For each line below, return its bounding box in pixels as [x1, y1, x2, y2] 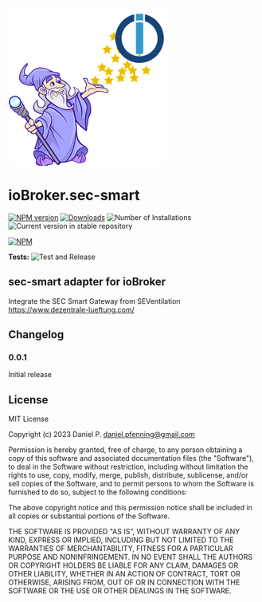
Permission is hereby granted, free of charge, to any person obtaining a [8, 445, 243, 454]
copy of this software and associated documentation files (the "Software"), [8, 454, 255, 463]
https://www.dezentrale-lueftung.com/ [8, 305, 135, 314]
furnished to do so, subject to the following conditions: [8, 487, 187, 497]
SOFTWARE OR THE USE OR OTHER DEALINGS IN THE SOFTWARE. [8, 586, 232, 596]
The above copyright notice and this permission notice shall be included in [8, 503, 252, 513]
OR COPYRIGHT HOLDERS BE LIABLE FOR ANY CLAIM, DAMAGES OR [8, 561, 239, 570]
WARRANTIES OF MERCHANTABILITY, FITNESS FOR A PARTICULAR [8, 544, 233, 553]
